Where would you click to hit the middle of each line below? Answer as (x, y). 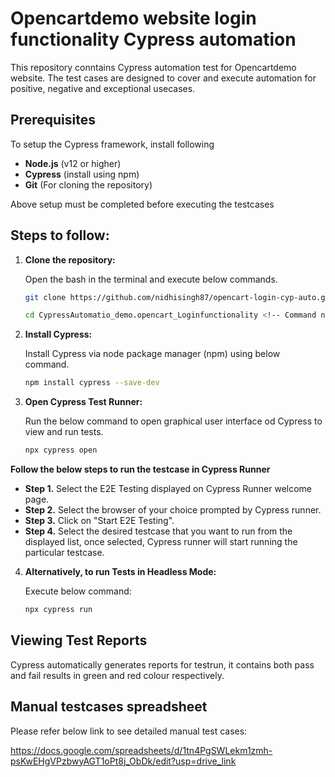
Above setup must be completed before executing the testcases (142, 204)
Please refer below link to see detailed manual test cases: (129, 731)
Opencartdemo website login (133, 18)
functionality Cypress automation (153, 39)
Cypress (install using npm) (82, 174)
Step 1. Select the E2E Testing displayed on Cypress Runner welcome (168, 489)
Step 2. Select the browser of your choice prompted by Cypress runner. (173, 510)
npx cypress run (58, 610)
